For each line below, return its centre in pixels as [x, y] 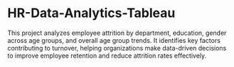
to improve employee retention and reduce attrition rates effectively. [107, 56]
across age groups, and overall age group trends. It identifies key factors [114, 40]
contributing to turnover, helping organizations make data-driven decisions [117, 48]
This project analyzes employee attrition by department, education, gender [117, 33]
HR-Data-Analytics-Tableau [91, 13]
